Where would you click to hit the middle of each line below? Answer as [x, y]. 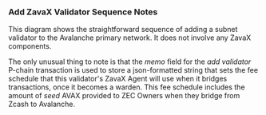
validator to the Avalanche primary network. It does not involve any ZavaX [130, 38]
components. [30, 46]
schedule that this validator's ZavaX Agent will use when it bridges [118, 79]
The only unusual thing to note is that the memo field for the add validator [130, 61]
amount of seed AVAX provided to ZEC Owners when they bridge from [124, 96]
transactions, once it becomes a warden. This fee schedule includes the [127, 87]
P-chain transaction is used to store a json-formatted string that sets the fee [133, 70]
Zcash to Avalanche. [42, 104]
